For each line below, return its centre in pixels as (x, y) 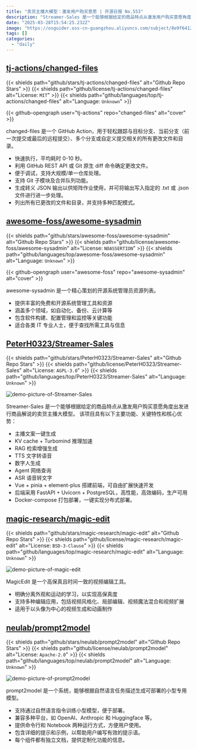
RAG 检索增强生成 (36, 449)
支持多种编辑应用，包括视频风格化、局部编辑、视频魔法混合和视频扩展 (99, 602)
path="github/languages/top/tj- (126, 95)
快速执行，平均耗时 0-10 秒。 (50, 158)
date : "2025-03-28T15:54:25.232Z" (48, 22)
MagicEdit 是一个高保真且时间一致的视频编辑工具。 (68, 582)
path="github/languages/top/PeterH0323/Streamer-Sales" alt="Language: (96, 377)
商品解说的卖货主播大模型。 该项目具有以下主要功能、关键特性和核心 (94, 414)
